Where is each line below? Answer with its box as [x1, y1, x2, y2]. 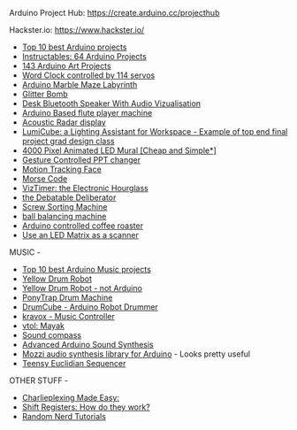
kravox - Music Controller [21, 311, 115, 321]
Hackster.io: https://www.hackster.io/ [9, 25, 145, 35]
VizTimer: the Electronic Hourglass [21, 183, 148, 193]
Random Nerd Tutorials [21, 411, 106, 421]
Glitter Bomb [21, 88, 68, 99]
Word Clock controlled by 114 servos [21, 70, 156, 81]
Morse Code [21, 173, 68, 184]
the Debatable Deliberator [21, 192, 117, 203]
